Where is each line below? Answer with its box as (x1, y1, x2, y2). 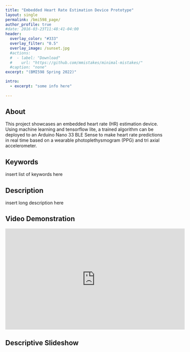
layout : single (5, 12, 38, 17)
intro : (5, 79, 19, 84)
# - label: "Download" (10, 55, 60, 61)
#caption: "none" (10, 65, 47, 70)
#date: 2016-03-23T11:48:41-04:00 (5, 27, 79, 32)
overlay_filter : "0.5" (10, 41, 58, 46)
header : (5, 31, 22, 36)
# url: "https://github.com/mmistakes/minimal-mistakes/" (10, 60, 143, 65)
